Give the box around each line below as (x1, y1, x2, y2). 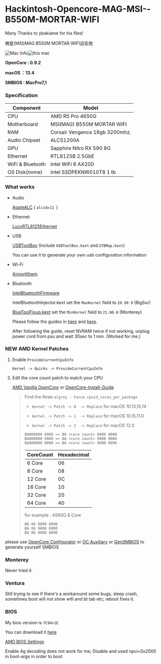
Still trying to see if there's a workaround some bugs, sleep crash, (5, 591, 138, 597)
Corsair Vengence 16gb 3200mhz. (50, 129, 132, 136)
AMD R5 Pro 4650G (50, 113, 97, 120)
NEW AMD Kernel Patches (5, 346, 69, 352)
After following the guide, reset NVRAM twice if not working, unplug (12, 328, 150, 334)
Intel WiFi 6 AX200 (50, 161, 94, 168)
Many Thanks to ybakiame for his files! (5, 30, 83, 36)
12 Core (27, 475, 47, 482)
